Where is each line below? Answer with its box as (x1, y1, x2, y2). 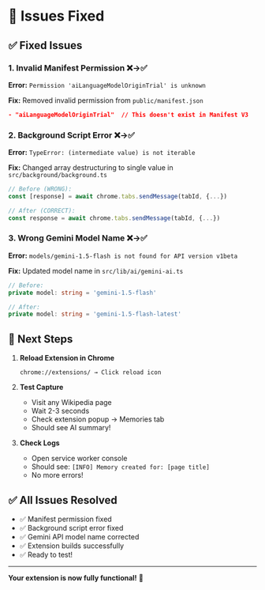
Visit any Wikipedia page (31, 398, 112, 407)
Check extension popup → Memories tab (31, 414, 165, 424)
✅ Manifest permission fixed (19, 514, 112, 524)
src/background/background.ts (8, 172, 108, 180)
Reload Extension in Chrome (19, 354, 115, 363)
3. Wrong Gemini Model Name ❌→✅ (8, 233, 148, 244)
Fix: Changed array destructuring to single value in (8, 163, 174, 172)
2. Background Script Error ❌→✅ (8, 130, 136, 141)
